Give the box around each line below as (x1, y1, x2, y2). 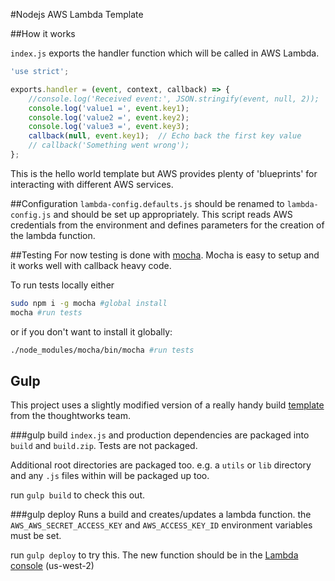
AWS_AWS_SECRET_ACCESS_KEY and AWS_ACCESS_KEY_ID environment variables (10, 519, 313, 531)
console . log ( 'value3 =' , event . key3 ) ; (28, 122, 190, 132)
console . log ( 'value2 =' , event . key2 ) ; (28, 112, 190, 123)
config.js (10, 210, 52, 220)
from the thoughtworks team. (10, 410, 131, 422)
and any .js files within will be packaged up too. (10, 470, 210, 482)
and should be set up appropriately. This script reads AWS (53, 208, 293, 220)
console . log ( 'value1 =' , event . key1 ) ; (28, 103, 190, 113)
